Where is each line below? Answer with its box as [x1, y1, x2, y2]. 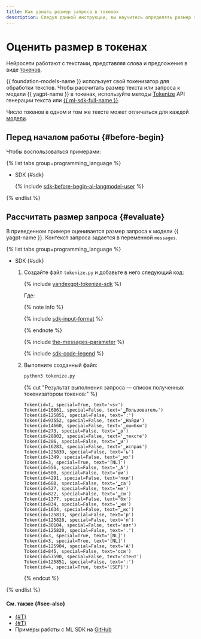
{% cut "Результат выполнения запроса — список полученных [23, 384, 184, 391]
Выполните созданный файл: [23, 361, 98, 369]
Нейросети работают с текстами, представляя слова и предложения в [6, 60, 188, 67]
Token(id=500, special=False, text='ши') [23, 470, 129, 476]
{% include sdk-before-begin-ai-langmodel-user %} [14, 183, 144, 190]
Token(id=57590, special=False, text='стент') [23, 553, 142, 559]
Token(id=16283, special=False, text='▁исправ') [23, 443, 148, 449]
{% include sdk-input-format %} [23, 315, 103, 322]
